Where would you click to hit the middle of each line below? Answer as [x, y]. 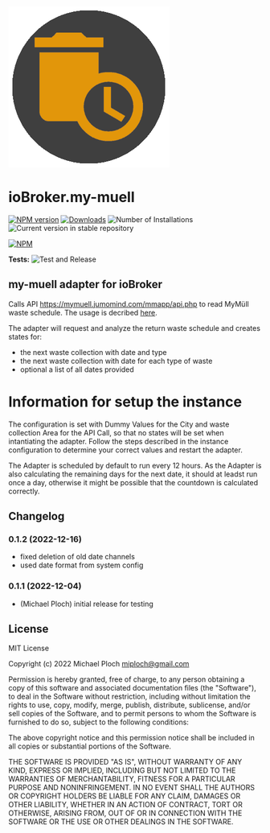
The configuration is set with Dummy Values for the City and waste [119, 424]
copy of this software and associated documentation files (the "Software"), [133, 688]
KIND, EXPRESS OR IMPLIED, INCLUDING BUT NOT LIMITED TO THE [122, 770]
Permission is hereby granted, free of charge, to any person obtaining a [127, 679]
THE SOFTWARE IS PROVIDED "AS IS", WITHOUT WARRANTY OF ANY [125, 762]
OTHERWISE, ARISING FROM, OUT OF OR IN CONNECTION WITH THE [125, 813]
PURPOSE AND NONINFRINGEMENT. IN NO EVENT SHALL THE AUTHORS [132, 788]
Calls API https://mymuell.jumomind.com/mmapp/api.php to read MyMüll [129, 303]
